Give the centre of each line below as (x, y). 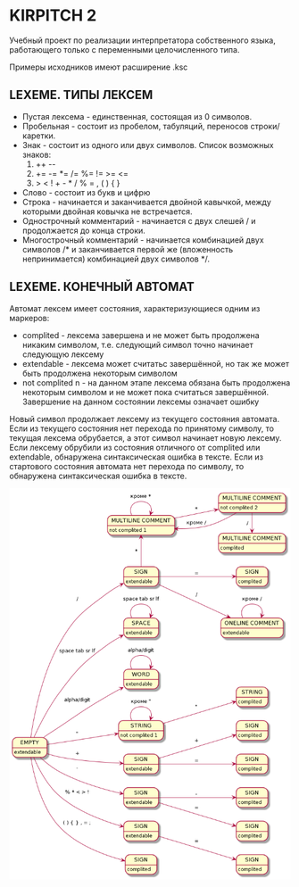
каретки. (39, 136)
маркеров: (29, 318)
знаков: (37, 154)
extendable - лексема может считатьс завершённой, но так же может (156, 363)
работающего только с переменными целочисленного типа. (125, 49)
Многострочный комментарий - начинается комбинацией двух (143, 240)
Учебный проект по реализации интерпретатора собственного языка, (143, 40)
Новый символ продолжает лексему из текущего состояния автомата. (144, 419)
